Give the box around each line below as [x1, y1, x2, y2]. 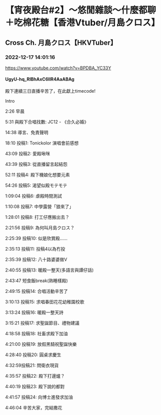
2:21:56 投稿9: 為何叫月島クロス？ [5, 225, 75, 231]
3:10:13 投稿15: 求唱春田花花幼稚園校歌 [5, 299, 85, 305]
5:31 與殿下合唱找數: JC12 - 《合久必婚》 [5, 119, 89, 125]
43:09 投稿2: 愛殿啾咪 [5, 150, 50, 157]
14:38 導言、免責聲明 [5, 130, 49, 136]
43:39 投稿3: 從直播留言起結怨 [5, 161, 68, 167]
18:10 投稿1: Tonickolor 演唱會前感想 [5, 140, 79, 146]
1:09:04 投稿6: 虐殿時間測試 [5, 193, 62, 199]
